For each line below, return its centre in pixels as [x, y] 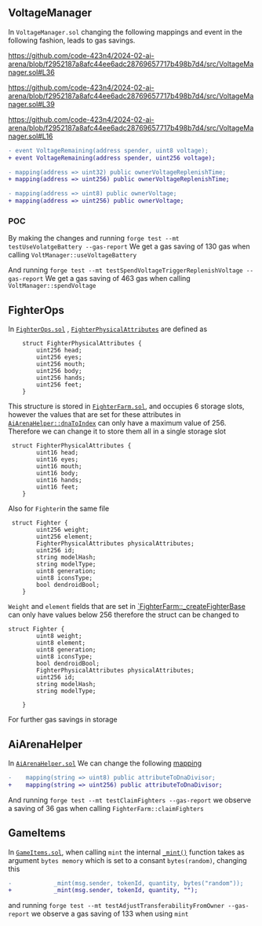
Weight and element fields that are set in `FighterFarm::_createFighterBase [127, 607]
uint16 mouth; [59, 467]
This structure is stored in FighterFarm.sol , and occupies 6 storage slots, [126, 406]
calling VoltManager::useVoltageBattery [73, 255]
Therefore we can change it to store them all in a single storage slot [117, 431]
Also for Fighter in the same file [59, 509]
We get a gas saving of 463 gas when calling [118, 279]
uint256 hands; [61, 378]
